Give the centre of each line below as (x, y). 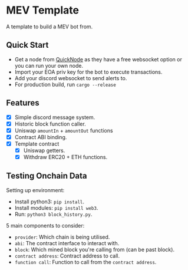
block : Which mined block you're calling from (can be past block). (95, 249)
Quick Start (27, 45)
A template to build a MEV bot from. (50, 27)
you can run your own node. (49, 65)
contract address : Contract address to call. (67, 256)
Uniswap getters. (44, 150)
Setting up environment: (35, 190)
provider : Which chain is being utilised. (62, 237)
